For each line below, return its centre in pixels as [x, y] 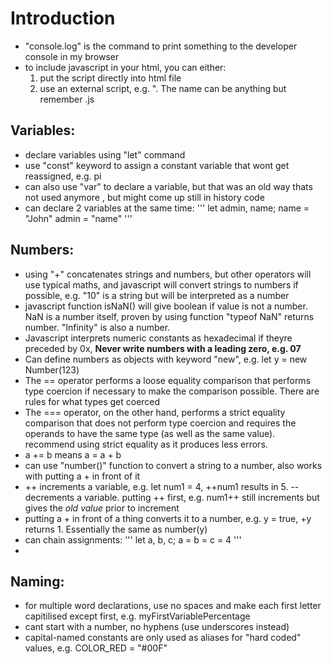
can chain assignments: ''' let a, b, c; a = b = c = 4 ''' [133, 539]
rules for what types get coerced [92, 401]
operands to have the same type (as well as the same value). [150, 433]
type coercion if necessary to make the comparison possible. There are [172, 391]
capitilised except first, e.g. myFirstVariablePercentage [137, 616]
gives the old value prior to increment [102, 508]
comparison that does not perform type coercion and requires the [160, 423]
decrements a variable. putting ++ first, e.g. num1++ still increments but [172, 497]
